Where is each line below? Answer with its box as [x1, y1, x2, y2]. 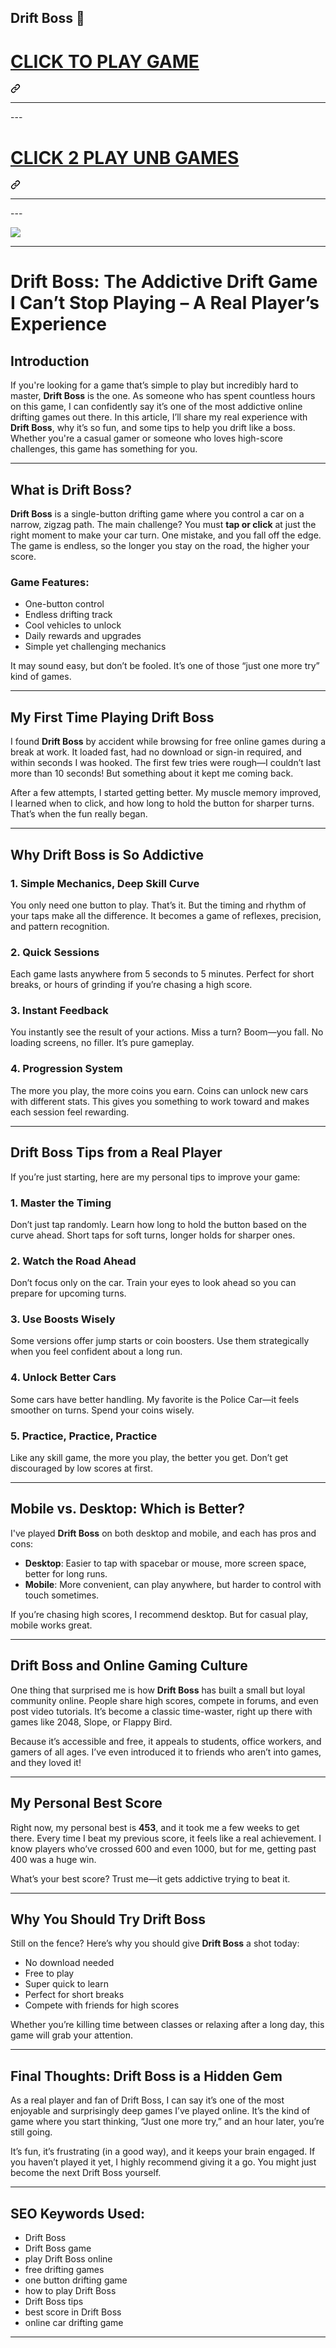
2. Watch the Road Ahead [10, 1254, 137, 1268]
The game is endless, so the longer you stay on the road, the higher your [10, 540, 310, 552]
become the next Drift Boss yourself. [10, 2167, 162, 2179]
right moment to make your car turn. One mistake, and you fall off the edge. [10, 529, 322, 541]
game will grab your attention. [10, 2029, 134, 2041]
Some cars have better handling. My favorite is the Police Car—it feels [10, 1393, 300, 1405]
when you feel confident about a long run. [10, 1346, 183, 1358]
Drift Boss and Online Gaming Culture [10, 1657, 248, 1675]
